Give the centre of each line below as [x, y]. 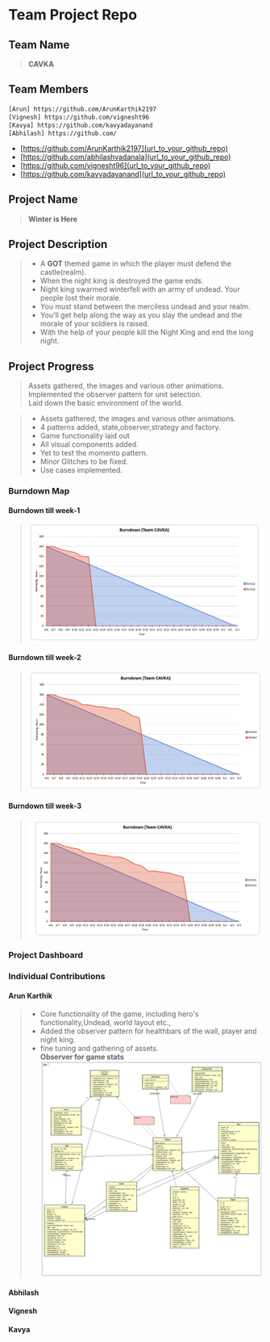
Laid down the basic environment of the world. [106, 403]
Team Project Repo [73, 15]
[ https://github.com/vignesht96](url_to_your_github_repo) [115, 165]
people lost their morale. [81, 298]
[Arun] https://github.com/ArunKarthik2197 [83, 109]
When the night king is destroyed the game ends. [122, 281]
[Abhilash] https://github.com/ [62, 133]
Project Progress [51, 366]
